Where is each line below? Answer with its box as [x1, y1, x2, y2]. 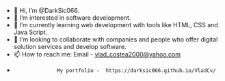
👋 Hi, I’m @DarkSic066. [13, 7, 80, 14]
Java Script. [13, 28, 48, 36]
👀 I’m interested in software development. [13, 14, 131, 22]
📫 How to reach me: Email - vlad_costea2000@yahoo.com [13, 50, 181, 58]
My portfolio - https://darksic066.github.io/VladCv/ [57, 67, 217, 74]
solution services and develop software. [13, 43, 127, 50]
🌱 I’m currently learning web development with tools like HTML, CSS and [13, 21, 219, 29]
